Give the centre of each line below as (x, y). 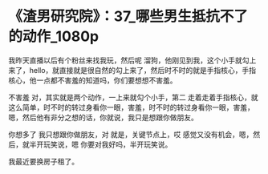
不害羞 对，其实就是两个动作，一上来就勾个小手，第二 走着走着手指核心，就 (133, 97)
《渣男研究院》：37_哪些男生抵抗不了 (128, 16)
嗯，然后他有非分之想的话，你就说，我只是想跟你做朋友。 (103, 117)
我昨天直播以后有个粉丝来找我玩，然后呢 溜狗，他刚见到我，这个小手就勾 (129, 60)
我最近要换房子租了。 (43, 161)
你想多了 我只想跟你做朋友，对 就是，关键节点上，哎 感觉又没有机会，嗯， (131, 134)
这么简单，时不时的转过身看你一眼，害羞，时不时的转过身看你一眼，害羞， (131, 107)
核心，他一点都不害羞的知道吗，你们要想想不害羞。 (93, 80)
